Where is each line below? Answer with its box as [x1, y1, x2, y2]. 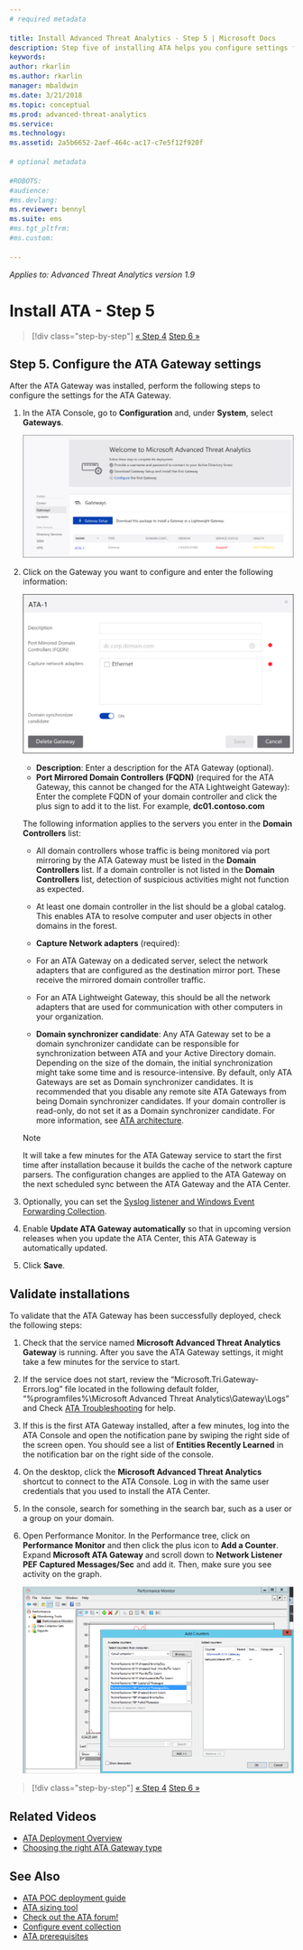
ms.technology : [9, 129, 67, 138]
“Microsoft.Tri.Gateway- [170, 1374, 260, 1385]
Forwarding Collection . [22, 1206, 107, 1217]
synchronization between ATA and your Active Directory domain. [35, 1048, 277, 1059]
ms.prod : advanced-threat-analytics [9, 109, 147, 119]
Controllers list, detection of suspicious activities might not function [35, 874, 289, 885]
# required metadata [9, 14, 87, 23]
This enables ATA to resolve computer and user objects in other [35, 911, 272, 922]
